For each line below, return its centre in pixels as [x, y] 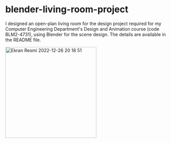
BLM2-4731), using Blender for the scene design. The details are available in [86, 34]
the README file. [23, 40]
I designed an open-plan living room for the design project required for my [83, 23]
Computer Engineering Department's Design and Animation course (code [82, 29]
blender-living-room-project [67, 9]
